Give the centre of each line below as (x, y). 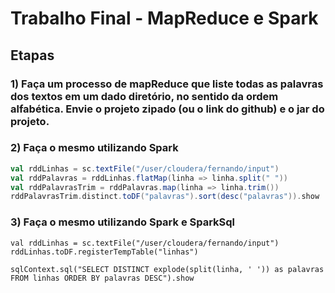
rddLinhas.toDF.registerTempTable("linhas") (104, 252)
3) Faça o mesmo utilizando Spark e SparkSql (123, 222)
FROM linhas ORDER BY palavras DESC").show (102, 278)
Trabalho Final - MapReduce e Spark (164, 18)
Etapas (32, 55)
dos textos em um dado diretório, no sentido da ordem (144, 96)
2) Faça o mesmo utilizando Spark (94, 148)
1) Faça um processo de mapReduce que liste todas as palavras (167, 84)
